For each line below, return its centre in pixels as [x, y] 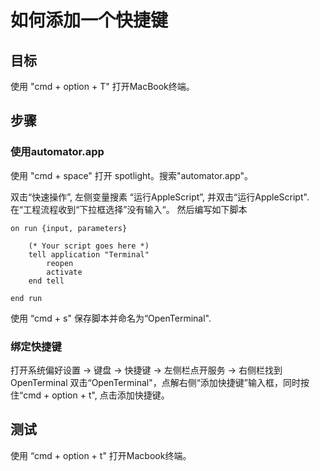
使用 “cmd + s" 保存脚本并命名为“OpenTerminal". [111, 318]
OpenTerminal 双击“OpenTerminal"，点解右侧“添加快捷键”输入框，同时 [156, 382]
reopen [60, 263]
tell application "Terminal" [89, 254]
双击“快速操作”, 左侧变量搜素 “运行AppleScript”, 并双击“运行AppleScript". [160, 197]
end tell [46, 281]
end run [26, 298]
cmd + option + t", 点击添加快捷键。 [96, 395]
